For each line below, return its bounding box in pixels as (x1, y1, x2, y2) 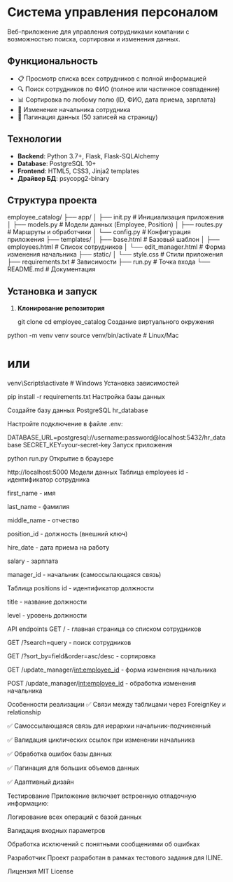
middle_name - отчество (7, 516, 80, 524)
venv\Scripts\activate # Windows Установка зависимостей (7, 379, 180, 388)
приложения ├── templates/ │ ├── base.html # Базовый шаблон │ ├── (7, 236, 220, 244)
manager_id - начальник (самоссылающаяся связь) (7, 571, 162, 579)
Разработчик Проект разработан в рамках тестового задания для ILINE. (7, 853, 223, 862)
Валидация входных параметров (7, 827, 106, 835)
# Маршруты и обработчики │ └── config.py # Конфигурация (7, 228, 191, 236)
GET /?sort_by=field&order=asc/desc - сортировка (7, 652, 156, 660)
